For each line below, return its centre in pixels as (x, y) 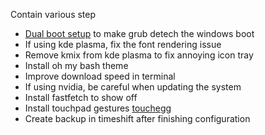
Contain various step (53, 14)
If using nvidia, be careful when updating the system (133, 87)
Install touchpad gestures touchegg (98, 108)
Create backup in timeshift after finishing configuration (137, 118)
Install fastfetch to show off (81, 97)
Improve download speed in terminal (100, 76)
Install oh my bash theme (76, 65)
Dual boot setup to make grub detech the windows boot (139, 33)
